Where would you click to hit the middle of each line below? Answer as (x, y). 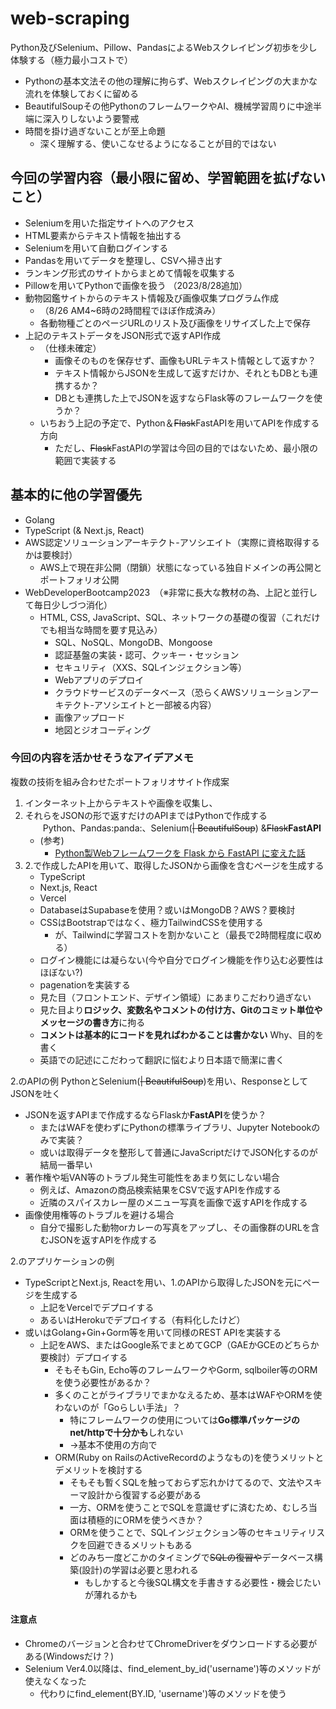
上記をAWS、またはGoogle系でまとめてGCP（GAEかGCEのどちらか (179, 1344)
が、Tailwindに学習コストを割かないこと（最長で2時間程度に (179, 934)
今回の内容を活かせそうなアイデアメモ (102, 758)
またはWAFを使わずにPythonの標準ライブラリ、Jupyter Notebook (175, 1127)
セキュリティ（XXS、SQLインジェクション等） (151, 667)
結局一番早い (66, 1164)
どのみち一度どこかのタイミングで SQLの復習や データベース (192, 1557)
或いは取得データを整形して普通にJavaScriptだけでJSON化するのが (178, 1152)
